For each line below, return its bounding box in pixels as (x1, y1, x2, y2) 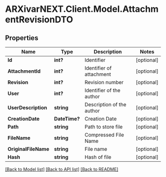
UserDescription (7, 104, 47, 111)
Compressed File (84, 132, 124, 138)
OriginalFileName (7, 146, 49, 152)
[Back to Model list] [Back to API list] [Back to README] (5, 167, 119, 172)
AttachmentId (7, 68, 41, 75)
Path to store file (84, 124, 123, 130)
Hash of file (84, 154, 112, 160)
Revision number (84, 79, 124, 86)
